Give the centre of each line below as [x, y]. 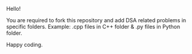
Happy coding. [25, 45]
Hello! [14, 9]
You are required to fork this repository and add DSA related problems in [96, 20]
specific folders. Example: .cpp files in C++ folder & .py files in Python [93, 27]
